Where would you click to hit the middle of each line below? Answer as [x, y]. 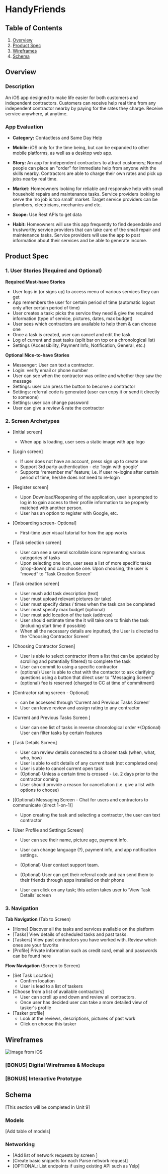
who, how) [31, 757]
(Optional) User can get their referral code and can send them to [87, 874]
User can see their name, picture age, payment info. [74, 840]
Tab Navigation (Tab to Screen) [38, 919]
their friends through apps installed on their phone [72, 880]
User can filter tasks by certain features [61, 733]
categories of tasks [40, 558]
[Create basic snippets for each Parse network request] [70, 1161]
